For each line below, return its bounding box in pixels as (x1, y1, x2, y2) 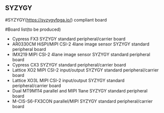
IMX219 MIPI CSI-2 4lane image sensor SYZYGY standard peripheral (12, 51, 150, 57)
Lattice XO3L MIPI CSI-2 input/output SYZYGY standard (12, 77, 125, 83)
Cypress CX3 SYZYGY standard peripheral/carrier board (12, 62, 126, 68)
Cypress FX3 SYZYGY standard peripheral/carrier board (12, 36, 126, 42)
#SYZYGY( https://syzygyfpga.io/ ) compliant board (5, 17, 107, 23)
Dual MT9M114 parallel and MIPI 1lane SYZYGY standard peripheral (12, 88, 148, 93)
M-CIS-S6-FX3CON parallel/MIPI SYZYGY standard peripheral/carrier (12, 98, 153, 104)
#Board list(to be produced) (5, 26, 61, 32)
